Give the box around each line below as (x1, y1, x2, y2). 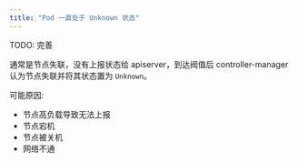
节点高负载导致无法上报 (22, 108, 111, 119)
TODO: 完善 (9, 39, 54, 50)
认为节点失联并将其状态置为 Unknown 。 (9, 70, 153, 81)
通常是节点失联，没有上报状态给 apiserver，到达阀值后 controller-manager (9, 58, 289, 69)
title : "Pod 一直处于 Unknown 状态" (9, 13, 140, 23)
